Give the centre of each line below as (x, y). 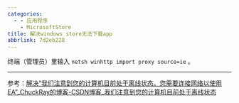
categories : (25, 14)
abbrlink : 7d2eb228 (36, 40)
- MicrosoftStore (46, 27)
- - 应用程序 (31, 21)
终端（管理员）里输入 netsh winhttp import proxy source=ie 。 (101, 62)
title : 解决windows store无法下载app (60, 34)
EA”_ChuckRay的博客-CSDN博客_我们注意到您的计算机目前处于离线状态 (112, 92)
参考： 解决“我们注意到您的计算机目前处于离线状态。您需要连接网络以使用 (115, 83)
